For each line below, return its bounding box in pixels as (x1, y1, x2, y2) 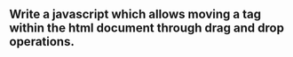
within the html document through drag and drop (9, 21, 284, 36)
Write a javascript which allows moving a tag (9, 7, 262, 22)
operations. (9, 34, 75, 49)
